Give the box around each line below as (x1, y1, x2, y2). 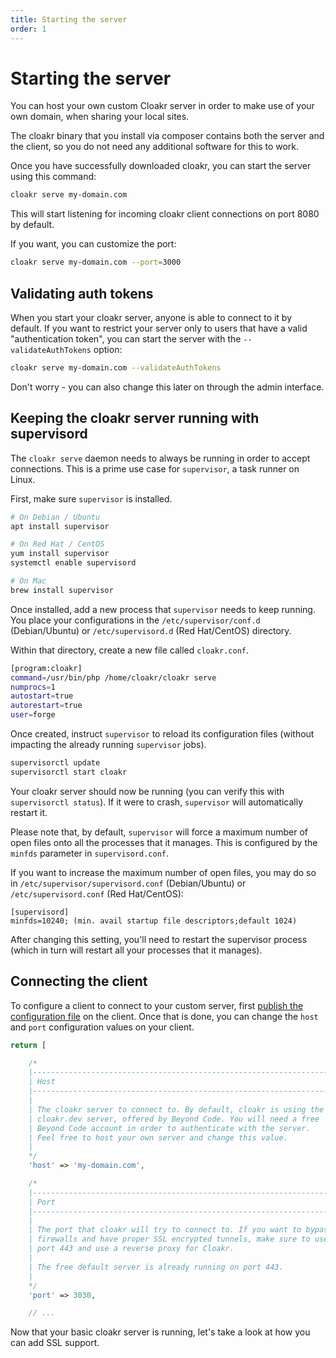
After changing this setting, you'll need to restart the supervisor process (10, 933, 308, 945)
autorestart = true (10, 701, 83, 711)
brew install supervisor (10, 585, 114, 595)
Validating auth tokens (10, 285, 154, 302)
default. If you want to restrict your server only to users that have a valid (10, 322, 308, 334)
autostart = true (10, 691, 74, 701)
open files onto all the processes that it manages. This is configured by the (10, 836, 318, 848)
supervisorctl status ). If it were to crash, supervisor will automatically (10, 796, 303, 808)
